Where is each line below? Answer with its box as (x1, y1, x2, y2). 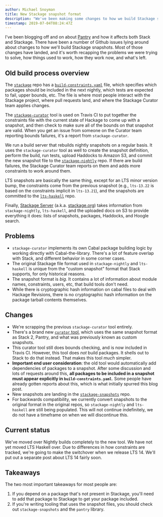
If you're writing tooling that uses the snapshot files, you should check (12, 501, 153, 507)
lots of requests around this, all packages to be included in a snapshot (12, 370, 155, 376)
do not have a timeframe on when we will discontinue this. (12, 412, 129, 418)
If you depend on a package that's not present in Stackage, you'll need (12, 491, 154, 497)
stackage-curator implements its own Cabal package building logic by (12, 245, 152, 251)
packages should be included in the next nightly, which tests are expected (5, 87, 154, 93)
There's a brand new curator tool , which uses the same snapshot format (12, 329, 158, 335)
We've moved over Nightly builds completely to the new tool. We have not (5, 439, 153, 445)
